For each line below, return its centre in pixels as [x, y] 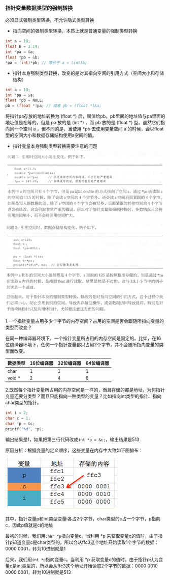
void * [14, 378]
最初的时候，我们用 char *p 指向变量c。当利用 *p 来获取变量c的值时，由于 [82, 536]
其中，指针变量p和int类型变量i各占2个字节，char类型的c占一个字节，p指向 [83, 518]
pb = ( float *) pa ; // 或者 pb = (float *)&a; [54, 106]
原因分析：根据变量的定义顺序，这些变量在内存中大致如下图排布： [74, 450]
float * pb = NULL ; [25, 100]
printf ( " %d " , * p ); [25, 429]
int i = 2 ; [17, 413]
